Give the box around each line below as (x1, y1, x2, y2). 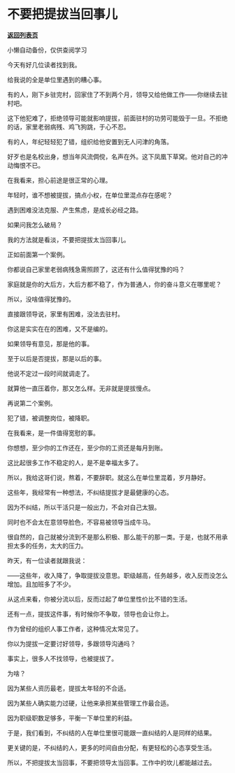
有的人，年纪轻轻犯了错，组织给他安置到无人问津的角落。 (7, 137, 173, 146)
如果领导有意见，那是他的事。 (7, 339, 93, 348)
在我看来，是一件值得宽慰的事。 (7, 428, 99, 437)
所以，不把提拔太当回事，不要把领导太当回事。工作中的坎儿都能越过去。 (7, 758, 215, 767)
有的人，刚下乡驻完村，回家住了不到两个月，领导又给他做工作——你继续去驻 (7, 90, 228, 99)
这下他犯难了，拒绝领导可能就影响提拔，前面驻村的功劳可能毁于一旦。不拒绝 (7, 113, 228, 122)
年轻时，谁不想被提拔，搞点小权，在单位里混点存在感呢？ (7, 190, 173, 199)
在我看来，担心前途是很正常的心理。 (7, 176, 112, 184)
